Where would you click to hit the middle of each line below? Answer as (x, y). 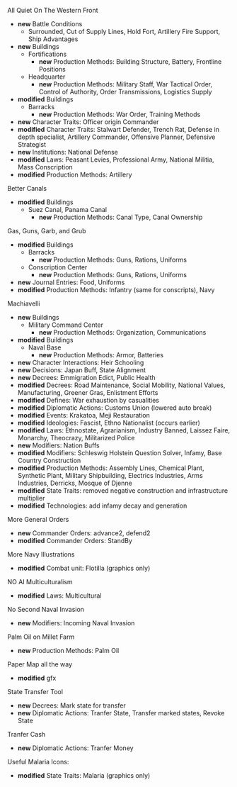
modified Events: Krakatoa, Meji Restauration (83, 415)
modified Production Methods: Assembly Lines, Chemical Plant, (111, 468)
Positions (52, 69)
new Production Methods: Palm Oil (68, 651)
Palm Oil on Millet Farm (41, 637)
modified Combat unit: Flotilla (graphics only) (84, 568)
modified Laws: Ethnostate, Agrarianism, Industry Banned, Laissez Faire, (124, 430)
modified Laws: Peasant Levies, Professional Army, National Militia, (116, 160)
